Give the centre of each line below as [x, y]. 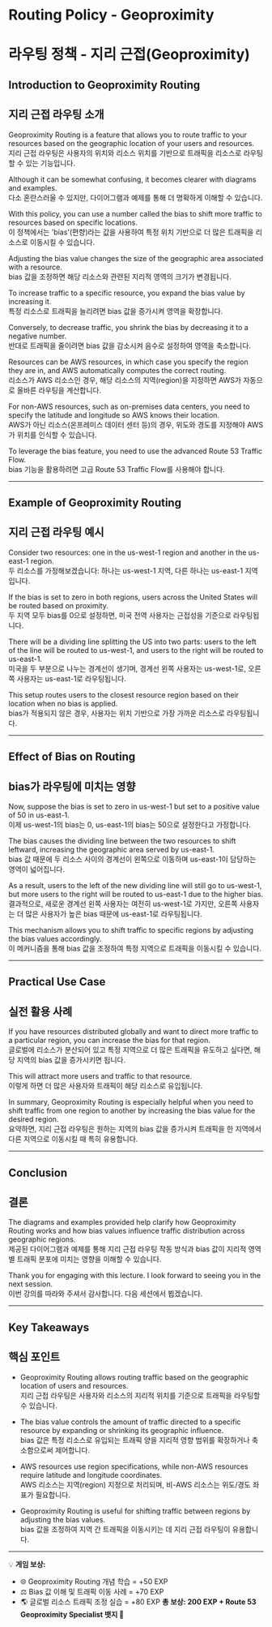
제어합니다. [73, 1450]
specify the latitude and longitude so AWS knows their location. [114, 414]
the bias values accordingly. [55, 938]
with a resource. [35, 267]
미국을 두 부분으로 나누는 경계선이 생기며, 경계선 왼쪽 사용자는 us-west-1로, [127, 668]
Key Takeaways [49, 1327]
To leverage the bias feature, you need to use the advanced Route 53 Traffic [136, 451]
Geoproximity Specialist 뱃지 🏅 [72, 1614]
